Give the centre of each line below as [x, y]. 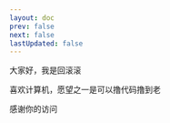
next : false [32, 35]
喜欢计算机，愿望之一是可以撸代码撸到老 [85, 90]
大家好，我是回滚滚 [45, 70]
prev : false [32, 26]
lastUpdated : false [46, 43]
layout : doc [32, 18]
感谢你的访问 [33, 109]
